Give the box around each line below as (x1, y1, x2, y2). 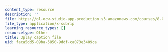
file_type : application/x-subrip (5, 21, 75, 26)
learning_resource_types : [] (5, 26, 66, 31)
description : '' (5, 12, 39, 17)
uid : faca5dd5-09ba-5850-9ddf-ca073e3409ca (5, 40, 97, 45)
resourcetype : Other (5, 30, 48, 35)
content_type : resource (5, 7, 55, 12)
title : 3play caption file (5, 35, 61, 40)
